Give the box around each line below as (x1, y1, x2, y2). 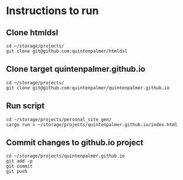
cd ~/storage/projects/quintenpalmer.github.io (6, 153, 125, 159)
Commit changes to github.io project (6, 138, 144, 148)
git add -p (6, 158, 33, 164)
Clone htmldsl (6, 28, 58, 38)
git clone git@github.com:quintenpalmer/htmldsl (6, 48, 128, 54)
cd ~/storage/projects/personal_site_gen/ (6, 116, 112, 122)
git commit (6, 164, 33, 169)
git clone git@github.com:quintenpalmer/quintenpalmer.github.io (6, 85, 169, 91)
